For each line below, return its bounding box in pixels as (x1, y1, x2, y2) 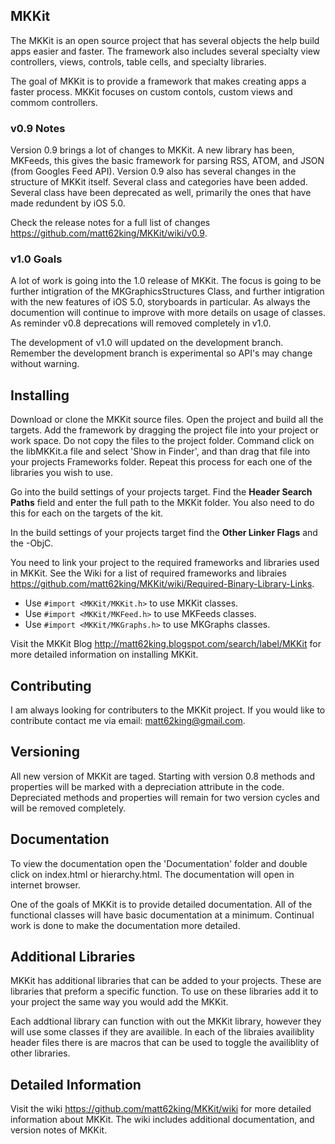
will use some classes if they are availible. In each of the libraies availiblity (10, 1026, 315, 1038)
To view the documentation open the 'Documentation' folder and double (10, 857, 308, 869)
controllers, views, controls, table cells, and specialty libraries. (10, 55, 267, 68)
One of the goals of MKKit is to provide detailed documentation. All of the (10, 898, 313, 910)
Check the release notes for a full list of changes (10, 217, 211, 229)
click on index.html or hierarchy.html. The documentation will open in (10, 868, 295, 880)
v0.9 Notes (10, 121, 66, 135)
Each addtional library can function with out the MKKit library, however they (10, 1015, 322, 1028)
